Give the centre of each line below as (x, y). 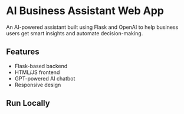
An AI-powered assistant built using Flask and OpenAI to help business (92, 27)
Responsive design (38, 85)
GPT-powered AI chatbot (45, 78)
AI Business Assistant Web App (85, 11)
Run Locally (28, 103)
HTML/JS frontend (37, 72)
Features (23, 52)
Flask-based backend (41, 66)
